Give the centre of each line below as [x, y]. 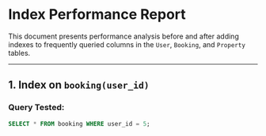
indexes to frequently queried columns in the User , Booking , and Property [127, 44]
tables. [19, 53]
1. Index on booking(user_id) [79, 85]
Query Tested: [36, 108]
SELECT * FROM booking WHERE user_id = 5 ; [79, 123]
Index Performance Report [97, 15]
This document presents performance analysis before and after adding [123, 36]
